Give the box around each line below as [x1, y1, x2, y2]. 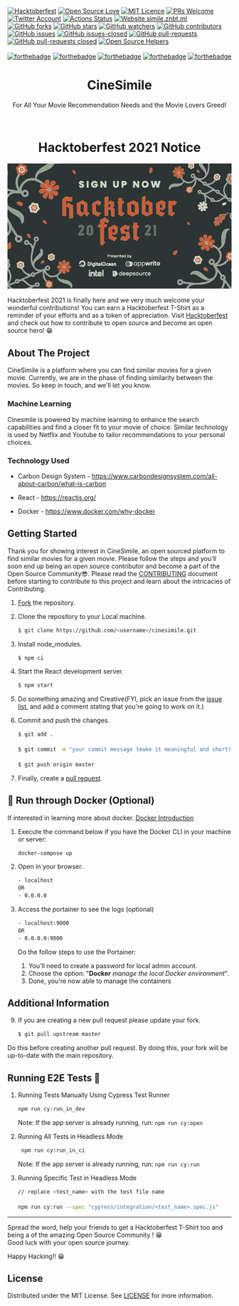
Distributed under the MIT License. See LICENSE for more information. [7, 1291, 214, 1300]
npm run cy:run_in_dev [17, 1106, 85, 1113]
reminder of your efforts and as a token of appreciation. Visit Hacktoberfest [7, 311, 228, 320]
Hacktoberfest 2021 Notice [38, 140, 201, 156]
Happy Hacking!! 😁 [7, 1252, 65, 1260]
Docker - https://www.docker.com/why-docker [17, 507, 155, 515]
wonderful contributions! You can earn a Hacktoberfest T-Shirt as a [7, 304, 205, 312]
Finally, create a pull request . [17, 773, 103, 782]
